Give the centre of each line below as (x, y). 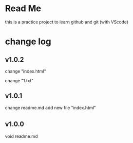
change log (28, 42)
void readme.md (21, 136)
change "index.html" (26, 71)
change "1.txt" (19, 80)
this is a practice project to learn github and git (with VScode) (67, 22)
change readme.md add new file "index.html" (50, 107)
